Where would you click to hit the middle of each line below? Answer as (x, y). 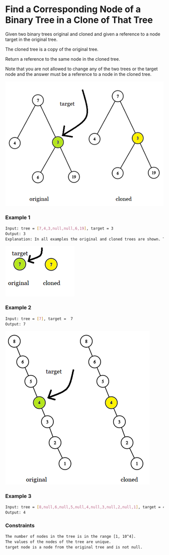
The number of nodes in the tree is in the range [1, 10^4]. (71, 536)
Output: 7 (16, 324)
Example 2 (18, 308)
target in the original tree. (31, 39)
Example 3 (18, 496)
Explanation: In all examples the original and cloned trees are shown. (83, 239)
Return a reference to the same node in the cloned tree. (63, 59)
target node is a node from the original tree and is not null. (74, 547)
